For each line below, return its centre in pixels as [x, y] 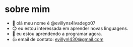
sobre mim [27, 9]
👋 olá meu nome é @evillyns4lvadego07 [54, 23]
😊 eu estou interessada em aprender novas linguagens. [70, 28]
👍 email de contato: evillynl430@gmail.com [58, 39]
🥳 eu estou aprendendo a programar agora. [57, 33]
